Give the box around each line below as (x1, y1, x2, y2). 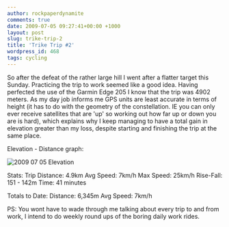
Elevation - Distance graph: (7, 144, 84, 152)
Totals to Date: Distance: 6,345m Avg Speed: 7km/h (7, 191, 152, 200)
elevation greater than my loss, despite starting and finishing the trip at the (7, 124, 217, 132)
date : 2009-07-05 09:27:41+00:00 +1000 (7, 23, 121, 29)
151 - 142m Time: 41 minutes (7, 178, 87, 187)
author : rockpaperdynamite (7, 10, 84, 17)
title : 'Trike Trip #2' (7, 42, 75, 49)
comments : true (7, 16, 51, 23)
